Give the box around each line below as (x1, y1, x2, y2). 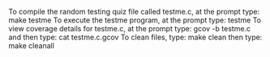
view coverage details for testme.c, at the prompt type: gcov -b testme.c (8, 24, 251, 33)
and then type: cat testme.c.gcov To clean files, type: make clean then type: (8, 32, 263, 42)
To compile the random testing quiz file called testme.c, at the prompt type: (8, 7, 260, 16)
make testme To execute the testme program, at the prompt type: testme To (8, 15, 262, 25)
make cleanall (8, 41, 55, 51)
